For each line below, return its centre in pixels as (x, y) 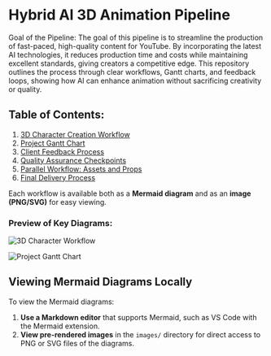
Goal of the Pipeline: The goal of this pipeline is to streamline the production (136, 37)
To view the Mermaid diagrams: (61, 302)
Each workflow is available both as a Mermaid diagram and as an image (130, 193)
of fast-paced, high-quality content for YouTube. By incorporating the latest (135, 46)
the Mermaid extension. (60, 326)
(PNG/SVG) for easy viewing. (58, 202)
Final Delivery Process (58, 177)
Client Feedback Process (62, 151)
